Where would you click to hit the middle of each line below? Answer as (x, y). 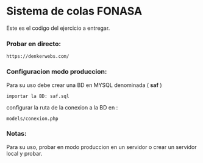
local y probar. (24, 153)
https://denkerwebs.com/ (38, 57)
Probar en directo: (34, 44)
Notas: (16, 134)
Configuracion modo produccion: (57, 72)
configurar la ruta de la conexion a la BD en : (62, 107)
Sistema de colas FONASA (74, 11)
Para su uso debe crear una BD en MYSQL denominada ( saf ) (84, 85)
